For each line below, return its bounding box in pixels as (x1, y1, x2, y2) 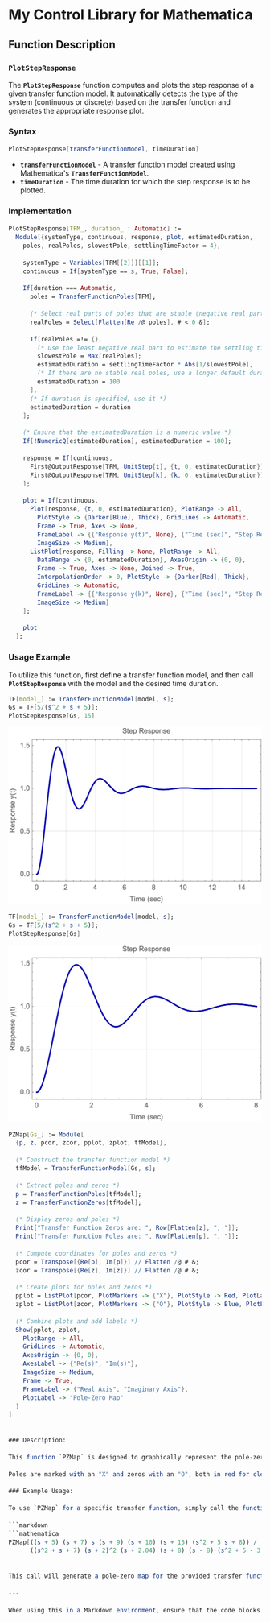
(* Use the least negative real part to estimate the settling (37, 344, 253, 352)
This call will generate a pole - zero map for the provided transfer (8, 1572, 243, 1580)
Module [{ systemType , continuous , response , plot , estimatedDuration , (15, 234, 253, 242)
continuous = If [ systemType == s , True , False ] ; (22, 267, 189, 275)
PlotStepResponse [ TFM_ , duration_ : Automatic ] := (8, 225, 182, 233)
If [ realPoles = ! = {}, (29, 335, 103, 343)
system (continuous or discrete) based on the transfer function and (8, 97, 231, 106)
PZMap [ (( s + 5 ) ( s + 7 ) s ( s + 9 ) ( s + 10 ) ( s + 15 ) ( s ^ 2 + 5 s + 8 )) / (8, 1538, 257, 1546)
